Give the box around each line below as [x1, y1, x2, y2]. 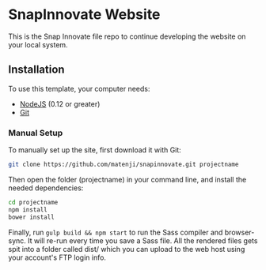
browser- [224, 227, 255, 237]
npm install [8, 205, 47, 214]
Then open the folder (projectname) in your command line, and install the [8, 174, 247, 184]
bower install [8, 213, 55, 221]
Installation [8, 63, 65, 77]
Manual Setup [8, 127, 63, 138]
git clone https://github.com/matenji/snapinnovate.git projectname [8, 160, 239, 169]
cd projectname [8, 198, 59, 206]
